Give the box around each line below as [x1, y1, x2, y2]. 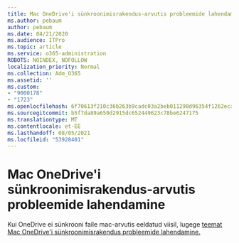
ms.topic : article [7, 43, 62, 50]
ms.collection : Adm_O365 [7, 70, 81, 77]
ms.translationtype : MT [7, 116, 78, 123]
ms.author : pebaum [7, 17, 62, 24]
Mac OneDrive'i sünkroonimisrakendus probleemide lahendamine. [7, 228, 201, 237]
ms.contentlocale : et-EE [7, 122, 81, 130]
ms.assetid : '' [7, 76, 53, 84]
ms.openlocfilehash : [7, 103, 69, 110]
